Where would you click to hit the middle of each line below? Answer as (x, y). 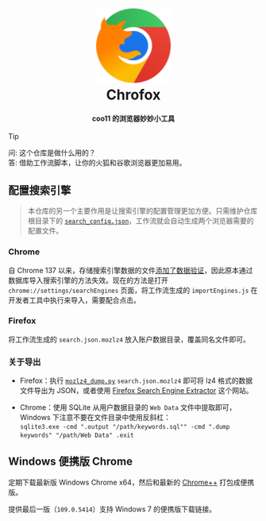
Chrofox (133, 95)
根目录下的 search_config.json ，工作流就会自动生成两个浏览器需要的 (141, 221)
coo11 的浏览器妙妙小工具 (133, 118)
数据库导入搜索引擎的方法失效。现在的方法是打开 (88, 280)
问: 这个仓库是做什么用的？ (52, 153)
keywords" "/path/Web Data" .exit (77, 436)
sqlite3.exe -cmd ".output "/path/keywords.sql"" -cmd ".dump (125, 427)
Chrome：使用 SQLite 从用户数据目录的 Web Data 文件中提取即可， (128, 407)
